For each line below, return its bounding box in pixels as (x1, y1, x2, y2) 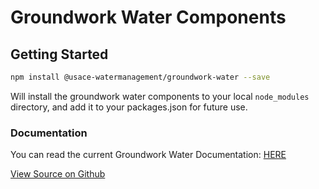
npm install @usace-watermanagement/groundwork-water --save (10, 72, 271, 82)
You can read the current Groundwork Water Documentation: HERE (10, 149, 287, 161)
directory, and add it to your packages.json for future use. (10, 101, 248, 113)
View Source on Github (10, 168, 106, 180)
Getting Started (10, 46, 109, 63)
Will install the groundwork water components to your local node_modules (10, 90, 310, 102)
